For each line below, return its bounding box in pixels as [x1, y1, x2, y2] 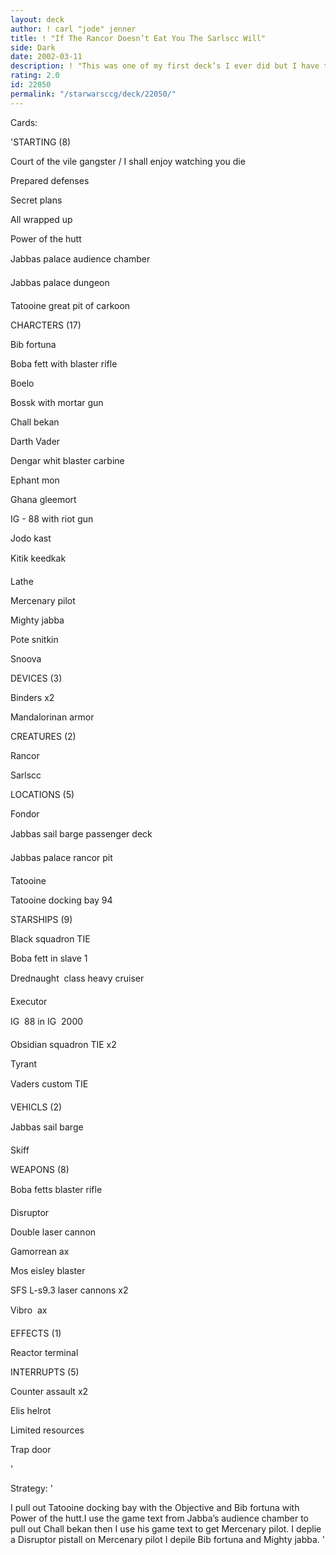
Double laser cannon [10, 1226, 97, 1238]
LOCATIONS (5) [10, 788, 75, 800]
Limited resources [10, 1424, 85, 1436]
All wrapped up [10, 213, 73, 225]
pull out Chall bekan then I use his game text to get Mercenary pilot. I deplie [10, 1522, 322, 1535]
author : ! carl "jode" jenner [10, 24, 137, 34]
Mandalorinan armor [10, 711, 95, 723]
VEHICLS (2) [10, 1101, 63, 1113]
